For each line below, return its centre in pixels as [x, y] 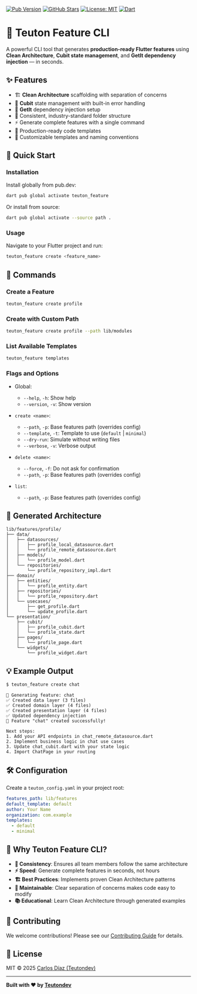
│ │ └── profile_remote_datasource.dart [61, 550]
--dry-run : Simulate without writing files [72, 439]
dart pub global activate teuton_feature [57, 196]
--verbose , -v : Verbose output [60, 446]
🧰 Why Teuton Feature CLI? [57, 850]
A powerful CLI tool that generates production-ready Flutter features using [98, 49]
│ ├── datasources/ [33, 540]
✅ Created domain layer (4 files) [49, 706]
